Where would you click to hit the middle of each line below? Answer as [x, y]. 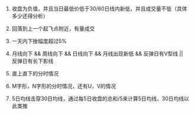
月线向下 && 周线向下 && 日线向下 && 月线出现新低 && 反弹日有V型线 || [97, 54]
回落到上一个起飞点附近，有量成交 [53, 29]
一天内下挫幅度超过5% [39, 41]
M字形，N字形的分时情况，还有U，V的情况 [64, 86]
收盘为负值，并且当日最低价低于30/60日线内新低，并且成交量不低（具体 [99, 9]
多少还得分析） [30, 16]
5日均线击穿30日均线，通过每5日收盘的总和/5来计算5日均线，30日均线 [98, 98]
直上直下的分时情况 [35, 73]
